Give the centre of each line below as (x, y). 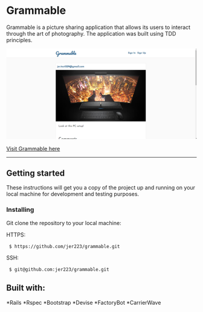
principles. (19, 40)
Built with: (26, 288)
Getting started (36, 174)
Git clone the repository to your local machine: (64, 223)
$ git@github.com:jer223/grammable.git (59, 269)
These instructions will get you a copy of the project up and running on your (101, 188)
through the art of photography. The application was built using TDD (91, 33)
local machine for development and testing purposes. (73, 194)
